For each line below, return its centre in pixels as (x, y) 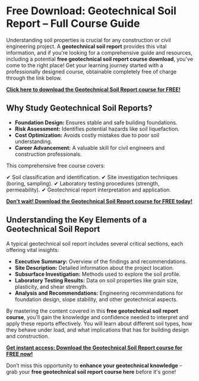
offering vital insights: (33, 250)
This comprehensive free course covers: (56, 165)
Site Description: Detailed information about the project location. (94, 267)
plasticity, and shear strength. (51, 286)
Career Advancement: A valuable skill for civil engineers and (90, 147)
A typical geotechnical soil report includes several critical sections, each (95, 243)
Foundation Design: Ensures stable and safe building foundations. (96, 122)
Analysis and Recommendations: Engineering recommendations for (99, 293)
